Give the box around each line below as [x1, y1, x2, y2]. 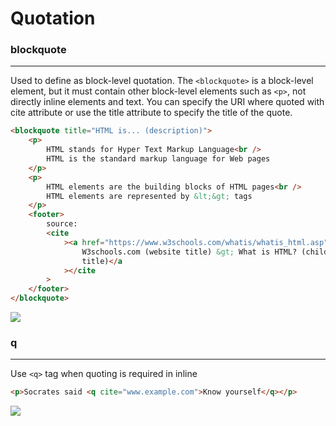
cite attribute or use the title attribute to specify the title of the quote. [10, 107, 293, 119]
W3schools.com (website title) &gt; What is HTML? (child [81, 247, 329, 257]
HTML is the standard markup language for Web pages [46, 154, 271, 164]
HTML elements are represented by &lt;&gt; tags [46, 191, 253, 201]
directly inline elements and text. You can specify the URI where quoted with [10, 96, 325, 108]
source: [46, 219, 78, 229]
